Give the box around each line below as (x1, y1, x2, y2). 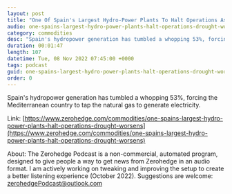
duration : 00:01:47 (7, 42, 64, 49)
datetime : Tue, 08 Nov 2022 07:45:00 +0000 (7, 55, 135, 62)
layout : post (7, 10, 45, 17)
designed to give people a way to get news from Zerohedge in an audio (7, 157, 211, 166)
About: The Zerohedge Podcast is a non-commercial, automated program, (7, 150, 218, 158)
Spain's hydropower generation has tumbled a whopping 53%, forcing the (7, 94, 218, 102)
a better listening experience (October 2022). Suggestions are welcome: (7, 172, 213, 180)
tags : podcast (7, 62, 48, 69)
